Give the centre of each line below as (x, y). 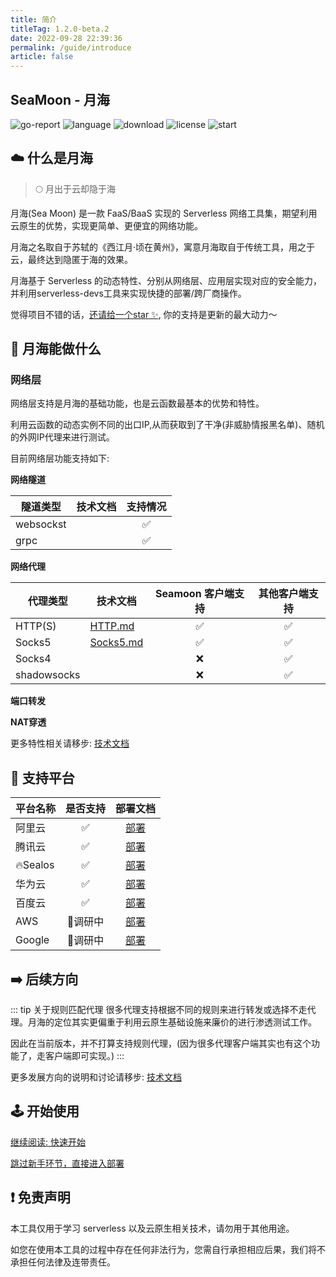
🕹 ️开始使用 (45, 1111)
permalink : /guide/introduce (71, 47)
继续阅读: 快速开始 (48, 1142)
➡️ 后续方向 (44, 979)
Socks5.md (116, 643)
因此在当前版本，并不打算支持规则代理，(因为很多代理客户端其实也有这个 (161, 1043)
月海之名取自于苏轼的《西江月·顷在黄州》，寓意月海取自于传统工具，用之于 (163, 247)
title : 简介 (33, 19)
